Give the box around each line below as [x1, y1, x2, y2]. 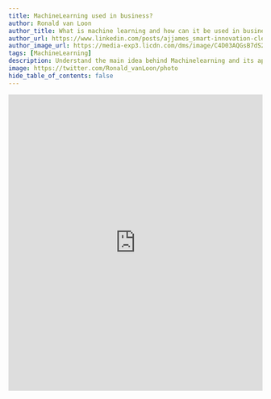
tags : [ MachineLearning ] [8, 49, 92, 57]
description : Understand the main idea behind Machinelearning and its [8, 57, 254, 65]
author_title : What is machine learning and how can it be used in [8, 27, 240, 35]
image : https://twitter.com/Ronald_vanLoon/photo [8, 64, 179, 73]
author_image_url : [8, 42, 70, 50]
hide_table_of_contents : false [8, 72, 114, 80]
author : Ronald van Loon [8, 19, 92, 27]
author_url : [8, 34, 48, 43]
